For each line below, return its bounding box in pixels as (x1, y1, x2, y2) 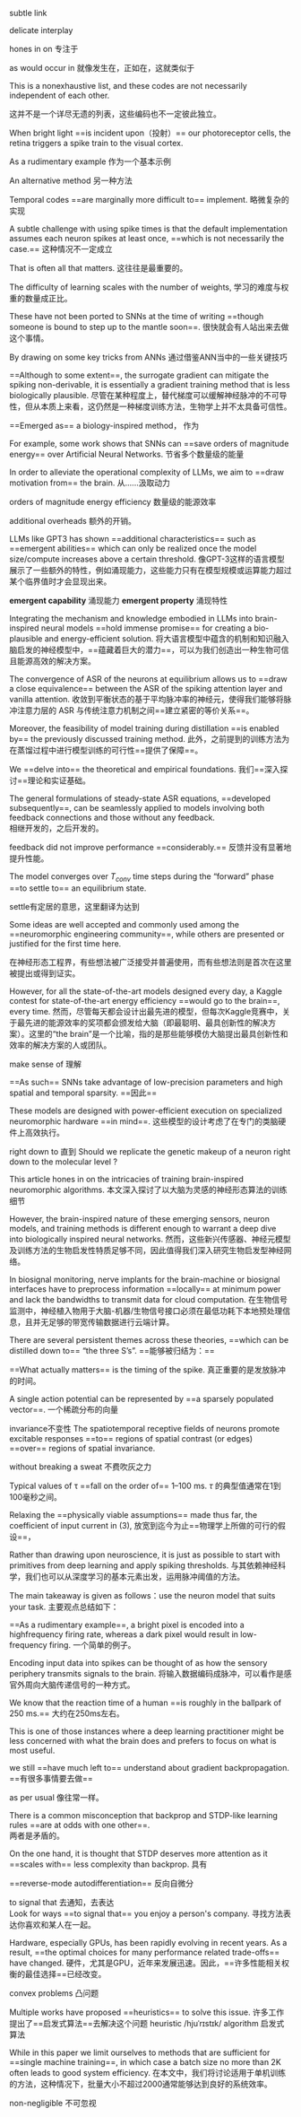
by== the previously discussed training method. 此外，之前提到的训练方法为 (9, 734, 289, 744)
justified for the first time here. (9, 937, 122, 949)
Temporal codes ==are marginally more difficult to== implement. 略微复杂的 (9, 195, 289, 205)
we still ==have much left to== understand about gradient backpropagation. (9, 1762, 289, 1773)
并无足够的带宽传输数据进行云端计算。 (32, 1316, 175, 1327)
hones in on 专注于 (9, 44, 79, 54)
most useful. (9, 1745, 56, 1755)
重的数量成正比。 (9, 293, 73, 303)
